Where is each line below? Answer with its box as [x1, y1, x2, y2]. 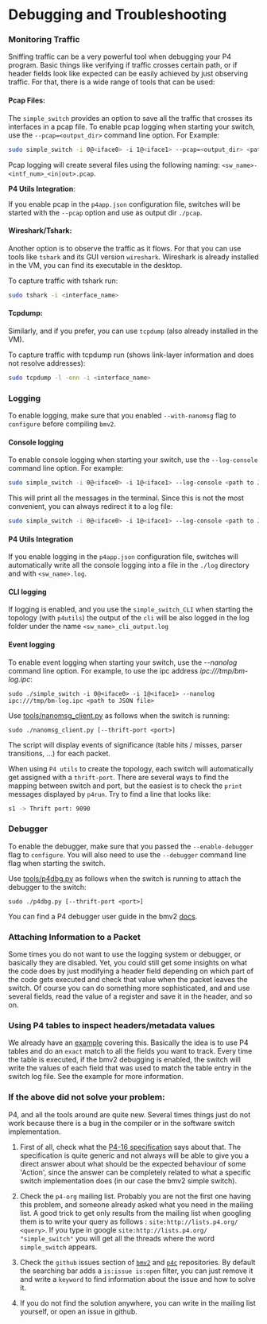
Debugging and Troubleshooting [8, 6, 227, 24]
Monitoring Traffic [8, 34, 80, 45]
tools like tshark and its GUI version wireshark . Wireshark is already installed [8, 252, 259, 262]
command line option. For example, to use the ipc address [8, 666, 199, 675]
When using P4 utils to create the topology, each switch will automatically [8, 763, 254, 773]
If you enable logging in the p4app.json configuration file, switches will [8, 552, 238, 561]
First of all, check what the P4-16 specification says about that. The [19, 1142, 241, 1151]
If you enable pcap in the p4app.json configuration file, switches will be [8, 199, 241, 208]
